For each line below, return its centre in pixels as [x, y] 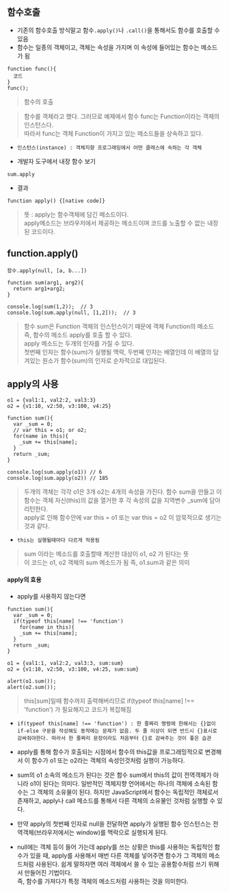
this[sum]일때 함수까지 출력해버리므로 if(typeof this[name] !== [109, 701]
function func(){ [32, 69]
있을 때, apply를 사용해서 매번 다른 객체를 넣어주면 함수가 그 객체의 [119, 855]
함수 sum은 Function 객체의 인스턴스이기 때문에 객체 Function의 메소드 [119, 326]
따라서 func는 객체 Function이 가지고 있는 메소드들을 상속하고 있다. [113, 133]
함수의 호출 [39, 101]
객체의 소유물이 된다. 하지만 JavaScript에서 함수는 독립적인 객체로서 [128, 792]
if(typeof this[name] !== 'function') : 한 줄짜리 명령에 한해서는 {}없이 [117, 723]
